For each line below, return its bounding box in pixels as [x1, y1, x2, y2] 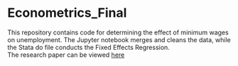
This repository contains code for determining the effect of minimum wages [7, 28, 229, 37]
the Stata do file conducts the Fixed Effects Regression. [7, 43, 171, 51]
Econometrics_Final [7, 5, 127, 21]
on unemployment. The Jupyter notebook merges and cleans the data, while [7, 35, 231, 44]
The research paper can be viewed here [7, 51, 125, 59]
